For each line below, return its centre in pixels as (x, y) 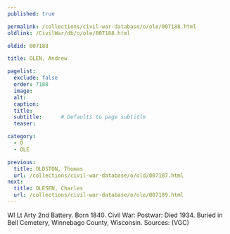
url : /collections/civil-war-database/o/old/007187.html (99, 175)
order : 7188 (31, 85)
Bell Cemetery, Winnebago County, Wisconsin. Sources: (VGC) (98, 222)
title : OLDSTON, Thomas (48, 169)
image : (23, 91)
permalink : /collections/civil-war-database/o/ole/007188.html (102, 26)
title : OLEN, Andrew (38, 58)
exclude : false (36, 78)
